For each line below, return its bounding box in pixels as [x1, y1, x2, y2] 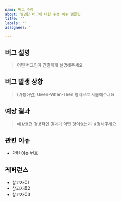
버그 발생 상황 [5, 78, 43, 86]
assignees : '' [5, 25, 34, 30]
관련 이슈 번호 [12, 150, 38, 156]
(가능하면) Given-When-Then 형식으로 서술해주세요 [16, 92, 115, 97]
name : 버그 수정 [5, 7, 34, 12]
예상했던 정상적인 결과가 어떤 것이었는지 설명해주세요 [16, 121, 117, 126]
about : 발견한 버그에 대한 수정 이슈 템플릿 [5, 12, 81, 16]
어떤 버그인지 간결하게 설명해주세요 [16, 62, 83, 68]
